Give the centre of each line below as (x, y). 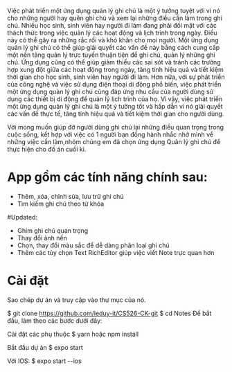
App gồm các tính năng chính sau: (107, 177)
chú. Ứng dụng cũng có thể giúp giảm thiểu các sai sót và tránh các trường (114, 62)
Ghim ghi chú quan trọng (53, 230)
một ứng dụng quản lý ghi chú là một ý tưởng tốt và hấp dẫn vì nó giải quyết (115, 106)
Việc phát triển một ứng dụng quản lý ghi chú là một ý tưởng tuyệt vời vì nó (114, 11)
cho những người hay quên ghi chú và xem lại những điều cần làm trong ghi (115, 18)
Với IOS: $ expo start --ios (44, 361)
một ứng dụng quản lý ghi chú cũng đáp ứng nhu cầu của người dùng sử (110, 91)
